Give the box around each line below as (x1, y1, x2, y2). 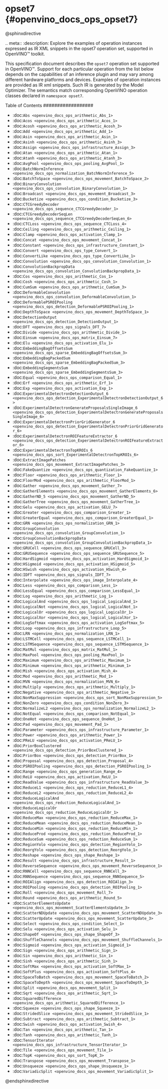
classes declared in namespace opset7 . (5, 93, 84, 99)
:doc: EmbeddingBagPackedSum (12, 355, 71, 361)
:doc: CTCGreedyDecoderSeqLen (12, 211, 73, 217)
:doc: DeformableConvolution (12, 289, 71, 295)
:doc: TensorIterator (12, 1037, 55, 1043)
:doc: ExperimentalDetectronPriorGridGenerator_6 (12, 418, 115, 425)
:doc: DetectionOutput (12, 314, 57, 320)
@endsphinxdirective (5, 1077, 49, 1084)
